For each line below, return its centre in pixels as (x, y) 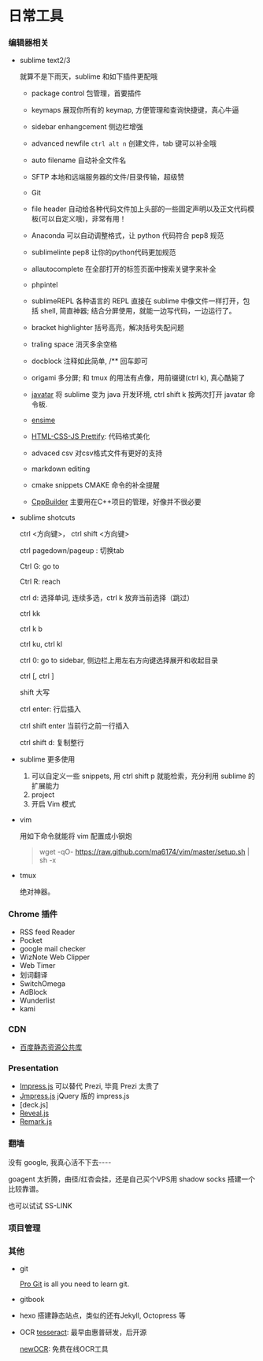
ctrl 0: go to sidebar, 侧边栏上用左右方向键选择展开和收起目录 (119, 660)
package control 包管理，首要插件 (86, 93)
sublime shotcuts (47, 517)
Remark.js (36, 1122)
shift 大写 (35, 692)
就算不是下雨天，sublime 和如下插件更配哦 (89, 76)
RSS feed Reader (47, 932)
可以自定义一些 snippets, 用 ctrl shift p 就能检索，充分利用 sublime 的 (143, 776)
